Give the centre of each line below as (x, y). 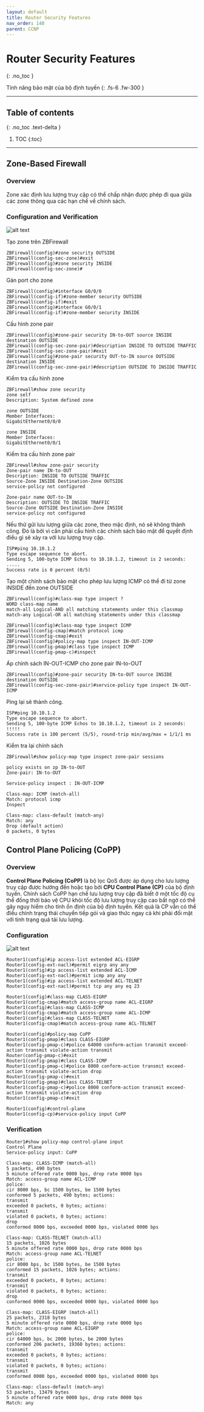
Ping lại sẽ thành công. (35, 701)
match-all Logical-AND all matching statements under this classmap (95, 609)
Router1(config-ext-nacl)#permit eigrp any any (68, 965)
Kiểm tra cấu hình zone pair (41, 454)
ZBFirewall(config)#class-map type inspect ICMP (69, 625)
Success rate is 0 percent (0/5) (49, 570)
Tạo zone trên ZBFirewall (37, 242)
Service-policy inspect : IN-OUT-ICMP (55, 783)
